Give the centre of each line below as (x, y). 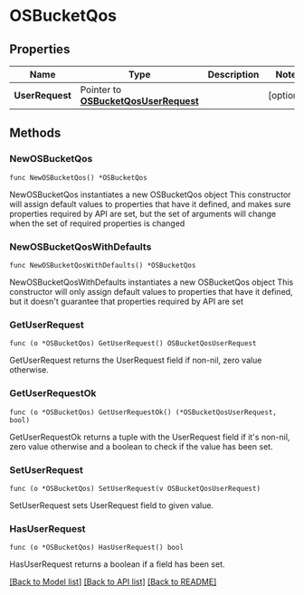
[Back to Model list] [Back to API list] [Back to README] (113, 582)
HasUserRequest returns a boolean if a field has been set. (117, 564)
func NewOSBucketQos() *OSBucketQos (78, 177)
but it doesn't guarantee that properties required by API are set (127, 301)
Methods (35, 133)
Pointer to (101, 90)
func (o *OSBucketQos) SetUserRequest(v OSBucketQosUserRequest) (135, 488)
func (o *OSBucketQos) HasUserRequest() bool (96, 548)
